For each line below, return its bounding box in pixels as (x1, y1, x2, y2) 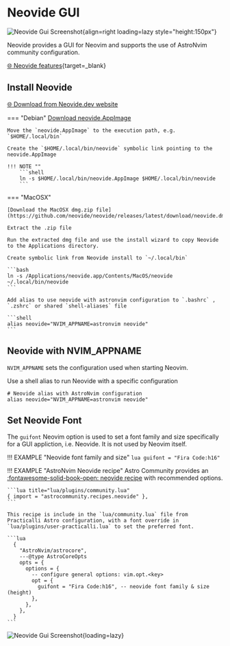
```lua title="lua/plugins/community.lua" (7, 487, 130, 494)
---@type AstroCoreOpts (19, 553, 88, 560)
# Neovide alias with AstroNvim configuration (7, 390, 142, 397)
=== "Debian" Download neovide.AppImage (7, 113, 131, 122)
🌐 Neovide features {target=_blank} (7, 61, 107, 69)
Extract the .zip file (7, 224, 72, 231)
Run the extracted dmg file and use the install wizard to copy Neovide (7, 236, 219, 243)
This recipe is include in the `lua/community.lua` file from (7, 511, 188, 518)
